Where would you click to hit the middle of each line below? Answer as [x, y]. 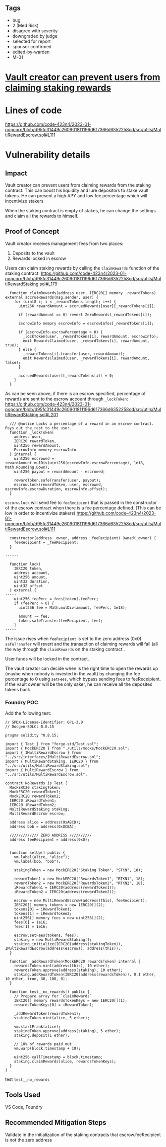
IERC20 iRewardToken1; [33, 801]
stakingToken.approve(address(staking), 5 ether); [67, 1031]
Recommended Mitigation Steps [56, 1123]
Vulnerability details [48, 155]
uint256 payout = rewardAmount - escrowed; [60, 472]
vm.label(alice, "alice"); [42, 857]
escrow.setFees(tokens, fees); [46, 936]
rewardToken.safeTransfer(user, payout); [57, 480]
